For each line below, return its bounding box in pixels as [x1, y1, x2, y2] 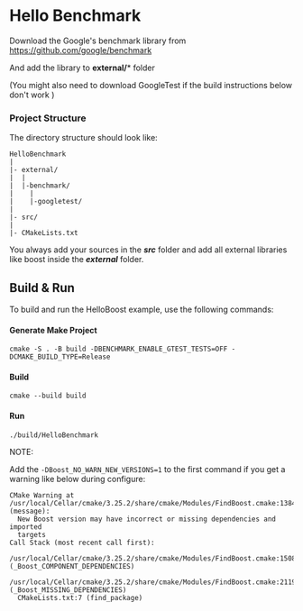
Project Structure [9, 112, 87, 124]
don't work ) [9, 89, 55, 100]
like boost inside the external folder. [9, 254, 144, 265]
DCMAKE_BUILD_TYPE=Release [9, 352, 111, 361]
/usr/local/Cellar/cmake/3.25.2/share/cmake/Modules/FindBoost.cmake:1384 [9, 498, 297, 507]
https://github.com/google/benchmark [9, 44, 152, 55]
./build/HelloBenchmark [9, 430, 99, 440]
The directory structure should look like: [9, 132, 158, 143]
